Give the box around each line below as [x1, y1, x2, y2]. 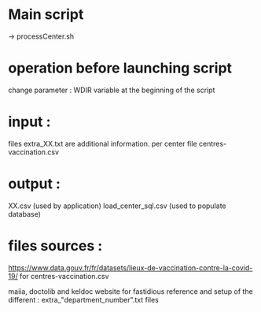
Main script [8, 6, 84, 24]
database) [8, 209, 42, 218]
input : [8, 113, 51, 131]
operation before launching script [8, 59, 233, 77]
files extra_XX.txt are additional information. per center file [8, 139, 198, 148]
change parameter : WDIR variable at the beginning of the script [8, 85, 215, 95]
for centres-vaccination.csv [19, 271, 109, 280]
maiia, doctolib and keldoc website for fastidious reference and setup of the [8, 286, 253, 296]
